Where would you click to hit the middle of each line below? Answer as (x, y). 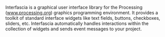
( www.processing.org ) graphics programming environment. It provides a (82, 13)
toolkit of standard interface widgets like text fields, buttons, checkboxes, (83, 18)
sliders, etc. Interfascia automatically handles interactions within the (77, 23)
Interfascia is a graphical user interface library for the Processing (74, 7)
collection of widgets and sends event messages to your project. (74, 29)
